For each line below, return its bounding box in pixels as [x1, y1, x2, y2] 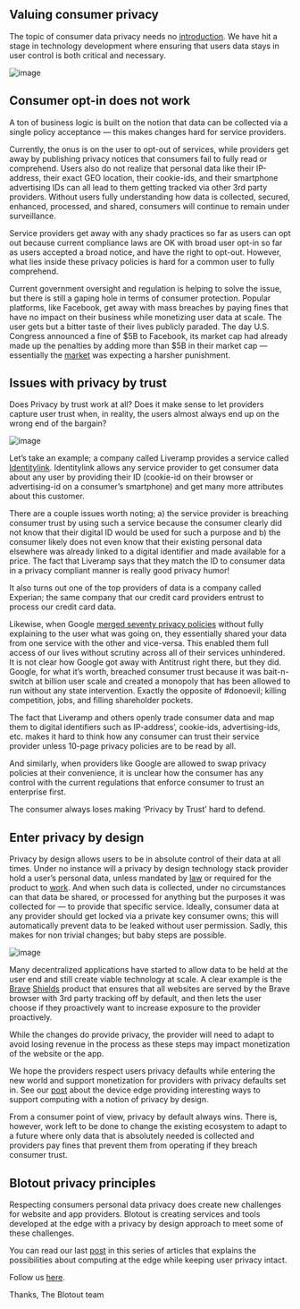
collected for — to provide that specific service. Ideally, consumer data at [9, 901, 279, 912]
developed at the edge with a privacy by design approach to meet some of [9, 1219, 284, 1229]
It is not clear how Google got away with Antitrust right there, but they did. [9, 657, 281, 667]
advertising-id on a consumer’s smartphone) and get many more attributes [9, 481, 284, 492]
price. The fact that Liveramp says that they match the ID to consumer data [9, 556, 286, 566]
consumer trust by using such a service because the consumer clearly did [9, 518, 283, 529]
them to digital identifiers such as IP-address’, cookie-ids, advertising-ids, [9, 722, 281, 733]
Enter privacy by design [9, 829, 145, 845]
